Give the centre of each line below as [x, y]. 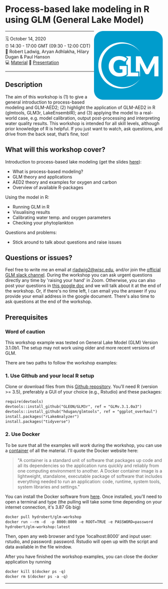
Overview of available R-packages [48, 187]
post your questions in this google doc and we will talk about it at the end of [83, 285]
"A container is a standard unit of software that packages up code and [90, 460]
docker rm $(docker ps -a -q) [37, 576]
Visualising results [31, 212]
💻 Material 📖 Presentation [32, 62]
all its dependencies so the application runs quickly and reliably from [88, 465]
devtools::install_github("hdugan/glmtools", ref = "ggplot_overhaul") [81, 412]
